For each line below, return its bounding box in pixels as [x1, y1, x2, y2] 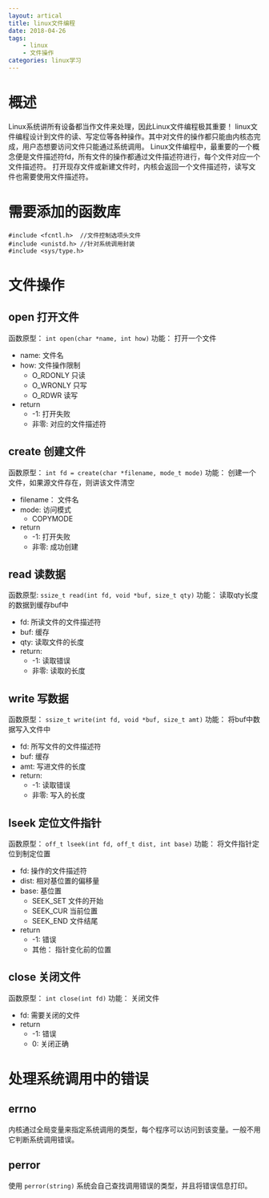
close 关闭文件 [8, 970, 82, 984]
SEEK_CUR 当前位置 [31, 906, 98, 916]
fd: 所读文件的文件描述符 [19, 617, 102, 627]
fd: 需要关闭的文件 [19, 1010, 81, 1020]
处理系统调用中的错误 [8, 1070, 150, 1088]
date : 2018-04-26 [8, 26, 66, 35]
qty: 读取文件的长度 [19, 637, 85, 647]
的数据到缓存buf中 [8, 600, 70, 610]
